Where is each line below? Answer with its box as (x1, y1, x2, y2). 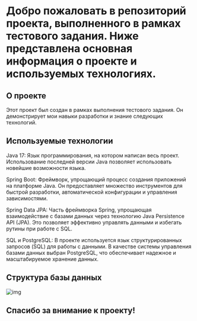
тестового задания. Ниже (6, 30, 139, 43)
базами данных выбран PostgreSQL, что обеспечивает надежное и (6, 249, 176, 256)
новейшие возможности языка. (6, 164, 86, 171)
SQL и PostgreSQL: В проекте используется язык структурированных (6, 236, 182, 243)
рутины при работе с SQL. (6, 225, 73, 232)
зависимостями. (6, 194, 48, 202)
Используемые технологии (6, 136, 113, 146)
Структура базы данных (6, 272, 102, 283)
